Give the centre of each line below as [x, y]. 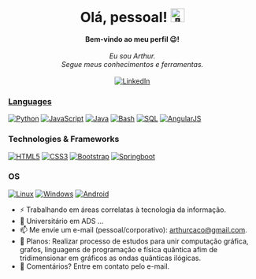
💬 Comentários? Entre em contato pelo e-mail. [95, 266]
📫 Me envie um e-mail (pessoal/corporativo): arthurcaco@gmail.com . [134, 229]
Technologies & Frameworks [64, 139]
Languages [30, 101]
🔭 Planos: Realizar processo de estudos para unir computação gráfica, [134, 241]
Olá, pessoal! [124, 18]
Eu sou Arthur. [132, 56]
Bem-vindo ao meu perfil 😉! [132, 39]
